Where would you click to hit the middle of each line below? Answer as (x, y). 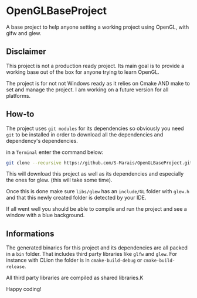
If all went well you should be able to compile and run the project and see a (97, 209)
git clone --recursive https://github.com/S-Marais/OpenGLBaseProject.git (99, 163)
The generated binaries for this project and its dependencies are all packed (97, 248)
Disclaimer (26, 52)
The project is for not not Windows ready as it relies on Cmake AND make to (98, 83)
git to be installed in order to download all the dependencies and (85, 134)
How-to (20, 114)
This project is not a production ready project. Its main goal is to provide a (95, 66)
